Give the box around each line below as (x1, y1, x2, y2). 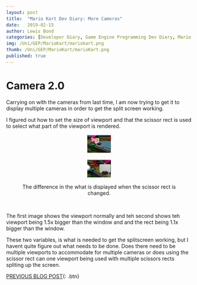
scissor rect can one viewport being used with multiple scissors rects (6, 255, 175, 262)
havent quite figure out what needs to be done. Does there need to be (6, 242, 176, 250)
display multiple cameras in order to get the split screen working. (6, 105, 164, 112)
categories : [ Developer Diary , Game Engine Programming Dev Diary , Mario (6, 34, 192, 41)
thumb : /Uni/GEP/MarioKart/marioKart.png (6, 47, 110, 53)
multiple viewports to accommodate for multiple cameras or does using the (6, 248, 189, 256)
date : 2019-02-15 (6, 22, 54, 28)
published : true (6, 53, 46, 59)
